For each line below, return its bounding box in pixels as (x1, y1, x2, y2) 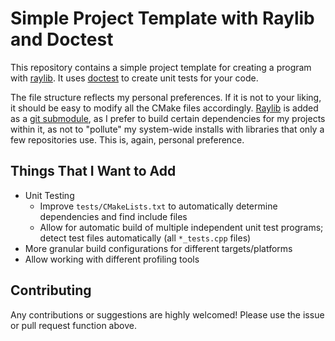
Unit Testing (24, 189, 75, 201)
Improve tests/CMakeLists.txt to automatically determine (39, 200, 278, 212)
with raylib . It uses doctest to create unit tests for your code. (10, 72, 259, 84)
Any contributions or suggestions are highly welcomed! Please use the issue (10, 308, 325, 321)
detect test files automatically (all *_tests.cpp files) (39, 232, 252, 244)
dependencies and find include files (39, 210, 188, 222)
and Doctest (10, 28, 114, 51)
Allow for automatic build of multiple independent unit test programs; (39, 221, 324, 233)
